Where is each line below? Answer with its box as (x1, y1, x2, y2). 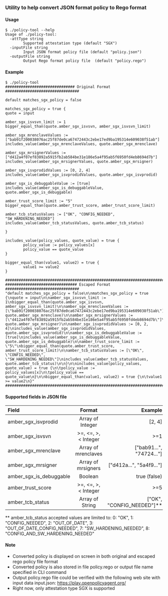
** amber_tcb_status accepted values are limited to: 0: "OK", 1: (5, 514, 134, 521)
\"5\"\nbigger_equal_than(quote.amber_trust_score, (5, 343, 115, 349)
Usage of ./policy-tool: (5, 32, 57, 37)
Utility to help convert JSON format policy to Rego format (5, 4, 146, 11)
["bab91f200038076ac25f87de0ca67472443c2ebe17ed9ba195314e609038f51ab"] (5, 137, 160, 142)
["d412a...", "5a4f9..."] (108, 461, 162, 468)
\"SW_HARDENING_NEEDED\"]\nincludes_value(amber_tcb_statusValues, (5, 357, 149, 362)
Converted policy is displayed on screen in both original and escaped (12, 553, 155, 559)
